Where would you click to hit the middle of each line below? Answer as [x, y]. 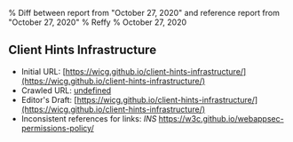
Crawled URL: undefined [66, 90]
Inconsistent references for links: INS [89, 118]
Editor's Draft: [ [49, 99]
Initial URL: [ [43, 71]
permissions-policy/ [57, 128]
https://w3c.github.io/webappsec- [222, 118]
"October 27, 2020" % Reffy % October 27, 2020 [98, 22]
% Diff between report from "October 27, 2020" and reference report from [144, 13]
